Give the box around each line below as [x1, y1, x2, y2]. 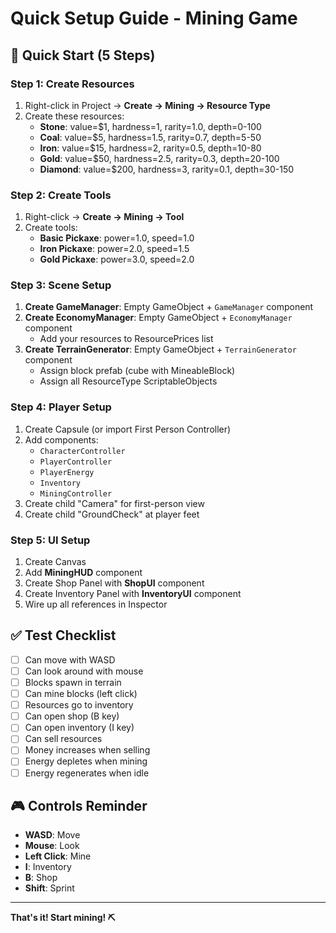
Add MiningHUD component [24, 567, 143, 579]
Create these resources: [24, 110, 125, 122]
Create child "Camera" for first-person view [24, 497, 205, 509]
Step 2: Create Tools [10, 188, 112, 202]
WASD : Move [24, 829, 81, 841]
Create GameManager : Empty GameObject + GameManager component [24, 301, 314, 313]
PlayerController [39, 457, 113, 467]
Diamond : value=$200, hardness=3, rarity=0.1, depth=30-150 [39, 163, 295, 175]
